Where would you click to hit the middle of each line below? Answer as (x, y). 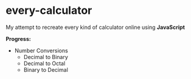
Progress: (18, 39)
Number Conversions (41, 50)
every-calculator (49, 11)
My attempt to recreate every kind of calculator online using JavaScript (95, 27)
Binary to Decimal (46, 69)
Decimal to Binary (46, 57)
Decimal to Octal (44, 63)
